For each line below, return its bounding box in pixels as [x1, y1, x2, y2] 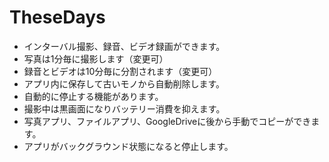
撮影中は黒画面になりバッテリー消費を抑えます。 [23, 102, 226, 115]
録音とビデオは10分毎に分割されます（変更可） [23, 65, 218, 77]
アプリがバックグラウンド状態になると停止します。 [23, 140, 234, 152]
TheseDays [9, 6, 106, 29]
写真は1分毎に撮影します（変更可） [23, 52, 169, 65]
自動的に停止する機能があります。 [23, 90, 164, 102]
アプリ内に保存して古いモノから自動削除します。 [23, 77, 225, 90]
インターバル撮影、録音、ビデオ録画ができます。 [23, 40, 226, 52]
